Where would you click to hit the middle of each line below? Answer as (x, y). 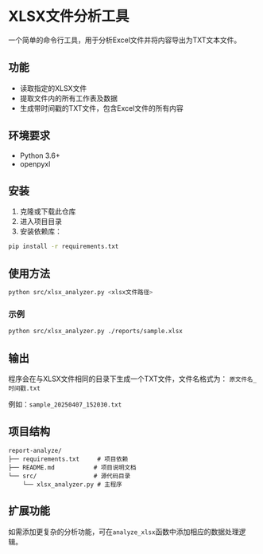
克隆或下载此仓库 (48, 211)
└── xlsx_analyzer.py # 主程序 (72, 484)
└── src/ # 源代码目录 (70, 476)
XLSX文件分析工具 (69, 16)
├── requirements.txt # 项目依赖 (68, 459)
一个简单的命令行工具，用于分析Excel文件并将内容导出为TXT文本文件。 (125, 40)
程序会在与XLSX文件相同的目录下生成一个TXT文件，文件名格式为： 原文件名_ (132, 379)
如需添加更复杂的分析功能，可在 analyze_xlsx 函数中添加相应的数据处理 (124, 532)
